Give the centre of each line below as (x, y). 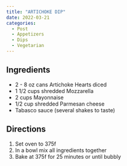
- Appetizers (28, 34)
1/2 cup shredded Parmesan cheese (60, 104)
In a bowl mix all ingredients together (61, 150)
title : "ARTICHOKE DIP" (36, 12)
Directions (26, 129)
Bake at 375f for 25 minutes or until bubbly (68, 156)
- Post (20, 29)
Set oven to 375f (36, 144)
